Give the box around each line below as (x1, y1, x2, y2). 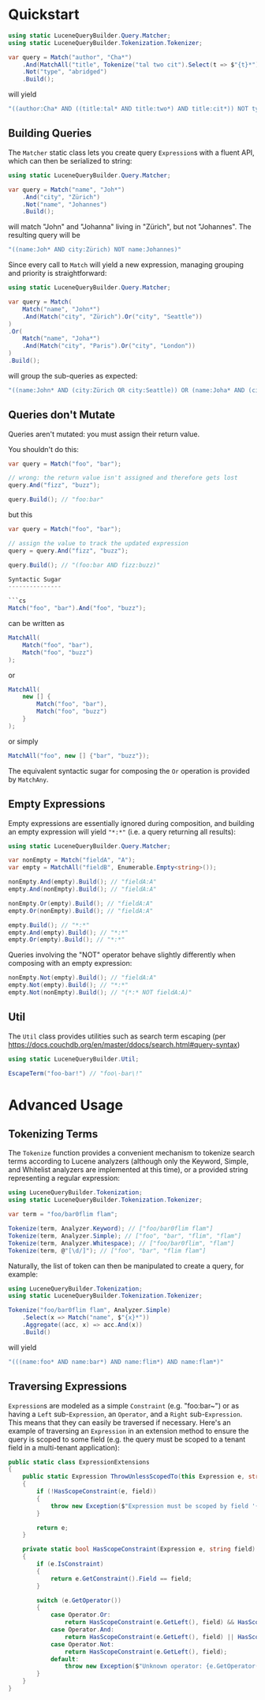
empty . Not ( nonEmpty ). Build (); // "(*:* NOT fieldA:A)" (8, 989, 192, 997)
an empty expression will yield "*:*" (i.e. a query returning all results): (8, 827, 237, 836)
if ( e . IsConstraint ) (36, 1560, 104, 1568)
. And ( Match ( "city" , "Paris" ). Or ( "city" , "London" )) (22, 342, 196, 350)
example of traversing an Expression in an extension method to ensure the (8, 1426, 249, 1435)
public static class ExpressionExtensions (8, 1458, 150, 1466)
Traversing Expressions (8, 1380, 128, 1393)
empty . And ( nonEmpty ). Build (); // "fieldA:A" (8, 885, 157, 893)
